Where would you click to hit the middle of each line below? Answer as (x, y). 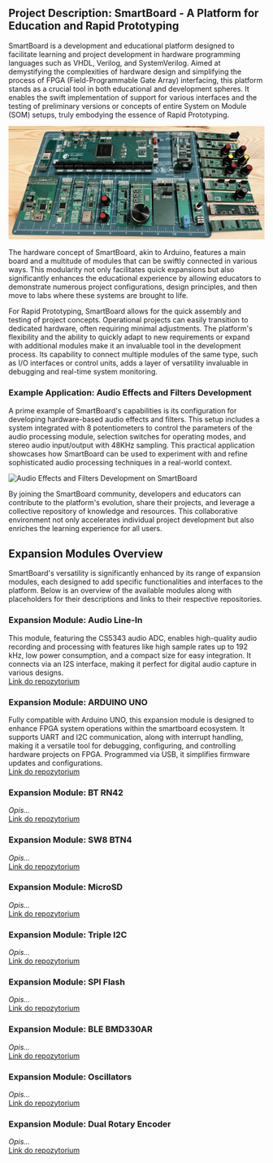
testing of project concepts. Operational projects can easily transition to (128, 320)
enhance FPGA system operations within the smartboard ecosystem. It (127, 728)
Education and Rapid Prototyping (94, 26)
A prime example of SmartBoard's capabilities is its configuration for (123, 410)
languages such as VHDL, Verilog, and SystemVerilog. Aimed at (115, 63)
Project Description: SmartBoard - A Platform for (134, 13)
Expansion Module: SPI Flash (67, 982)
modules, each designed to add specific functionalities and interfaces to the (136, 582)
